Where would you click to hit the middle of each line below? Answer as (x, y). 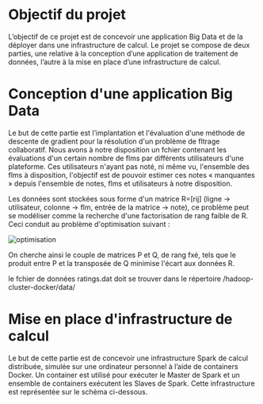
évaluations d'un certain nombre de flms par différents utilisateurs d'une (126, 158)
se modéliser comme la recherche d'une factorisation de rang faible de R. (128, 215)
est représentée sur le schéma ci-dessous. (78, 391)
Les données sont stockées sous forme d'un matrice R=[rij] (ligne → (120, 198)
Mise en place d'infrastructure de (120, 319)
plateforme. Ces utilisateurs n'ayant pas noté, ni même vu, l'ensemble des (129, 166)
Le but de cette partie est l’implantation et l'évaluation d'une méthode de (127, 133)
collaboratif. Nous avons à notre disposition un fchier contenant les (118, 149)
